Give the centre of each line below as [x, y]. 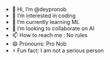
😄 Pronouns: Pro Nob [39, 44]
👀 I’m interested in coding [44, 16]
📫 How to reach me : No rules [50, 35]
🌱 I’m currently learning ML [46, 22]
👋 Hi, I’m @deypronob [39, 9]
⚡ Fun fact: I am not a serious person [58, 50]
